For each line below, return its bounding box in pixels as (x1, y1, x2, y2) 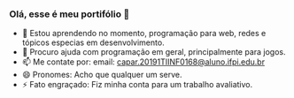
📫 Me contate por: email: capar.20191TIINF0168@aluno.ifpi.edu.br (21, 57, 266, 67)
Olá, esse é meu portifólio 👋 (9, 8, 130, 20)
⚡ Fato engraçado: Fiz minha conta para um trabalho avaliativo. (21, 79, 253, 90)
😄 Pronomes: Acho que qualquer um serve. (21, 70, 183, 80)
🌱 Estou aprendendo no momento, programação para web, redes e (21, 28, 267, 39)
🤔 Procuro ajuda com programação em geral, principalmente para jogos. (21, 47, 286, 57)
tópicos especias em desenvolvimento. (21, 37, 166, 48)
